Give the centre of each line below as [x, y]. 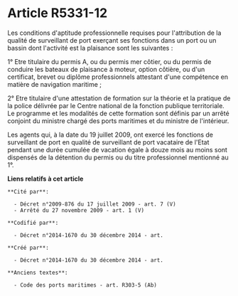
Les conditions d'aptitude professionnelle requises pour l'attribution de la [114, 33]
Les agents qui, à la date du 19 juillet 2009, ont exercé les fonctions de [110, 134]
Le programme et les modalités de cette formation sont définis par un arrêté [118, 113]
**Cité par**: [28, 191]
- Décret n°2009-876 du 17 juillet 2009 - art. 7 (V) [95, 204]
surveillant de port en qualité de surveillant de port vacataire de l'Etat [108, 142]
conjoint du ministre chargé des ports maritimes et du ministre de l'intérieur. [118, 121]
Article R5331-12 [58, 13]
